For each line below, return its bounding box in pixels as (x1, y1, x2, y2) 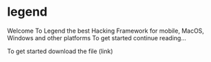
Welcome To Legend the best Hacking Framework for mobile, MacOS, (7, 27, 204, 35)
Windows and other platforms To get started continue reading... (7, 33, 186, 42)
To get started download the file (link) (7, 47, 113, 55)
